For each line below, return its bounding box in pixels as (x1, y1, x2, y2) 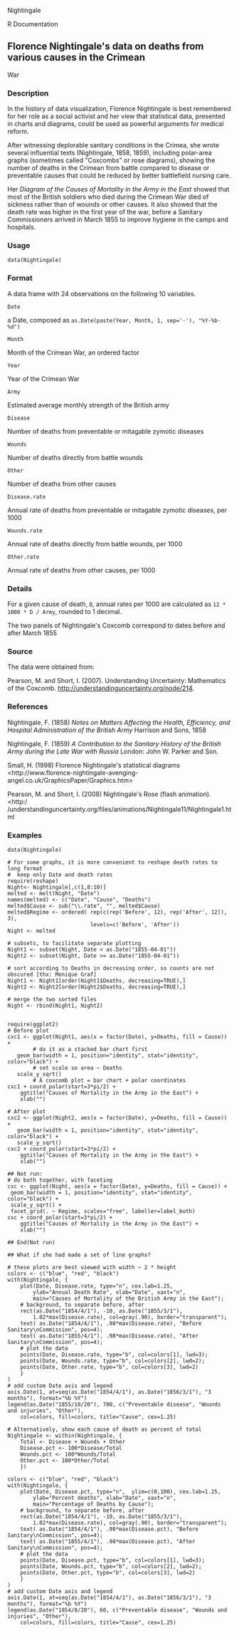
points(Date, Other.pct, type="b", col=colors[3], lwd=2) (20, 1569, 196, 1576)
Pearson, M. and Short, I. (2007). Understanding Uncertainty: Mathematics (7, 677, 226, 685)
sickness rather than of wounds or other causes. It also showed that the (7, 200, 218, 209)
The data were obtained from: (7, 662, 95, 672)
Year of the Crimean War (7, 374, 80, 383)
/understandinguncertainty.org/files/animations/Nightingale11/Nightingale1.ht (7, 805, 232, 813)
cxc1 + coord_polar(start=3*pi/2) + (7, 1082, 116, 1090)
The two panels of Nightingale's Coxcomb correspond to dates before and (7, 621, 225, 630)
